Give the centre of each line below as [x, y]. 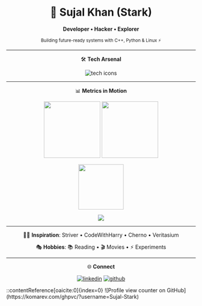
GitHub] [176, 290]
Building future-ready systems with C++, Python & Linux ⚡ [101, 40]
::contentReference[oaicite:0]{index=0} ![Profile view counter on [86, 290]
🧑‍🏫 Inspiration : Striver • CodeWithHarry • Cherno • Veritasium [101, 235]
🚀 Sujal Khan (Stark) [101, 12]
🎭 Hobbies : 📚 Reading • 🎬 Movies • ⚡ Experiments [101, 247]
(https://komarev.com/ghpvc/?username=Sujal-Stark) [73, 296]
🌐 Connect [101, 266]
